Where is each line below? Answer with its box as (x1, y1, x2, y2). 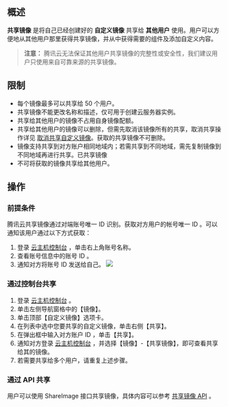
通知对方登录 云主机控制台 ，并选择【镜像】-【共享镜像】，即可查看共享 (16, 338, 219, 347)
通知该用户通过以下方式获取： (7, 229, 91, 237)
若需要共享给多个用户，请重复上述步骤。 (16, 356, 131, 365)
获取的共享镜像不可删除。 (97, 133, 169, 142)
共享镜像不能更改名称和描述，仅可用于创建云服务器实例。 (16, 108, 179, 116)
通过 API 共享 (7, 375, 51, 384)
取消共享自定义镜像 (36, 133, 91, 142)
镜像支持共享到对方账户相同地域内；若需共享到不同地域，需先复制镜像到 (16, 142, 221, 150)
